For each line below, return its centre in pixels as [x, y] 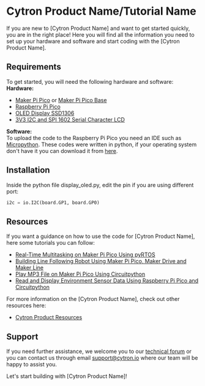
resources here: [26, 306]
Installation [28, 170]
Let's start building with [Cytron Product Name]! [67, 376]
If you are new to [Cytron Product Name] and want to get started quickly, [98, 28]
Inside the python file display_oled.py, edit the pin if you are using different [100, 185]
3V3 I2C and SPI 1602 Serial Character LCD [70, 119]
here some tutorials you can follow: [50, 243]
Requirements [34, 67]
